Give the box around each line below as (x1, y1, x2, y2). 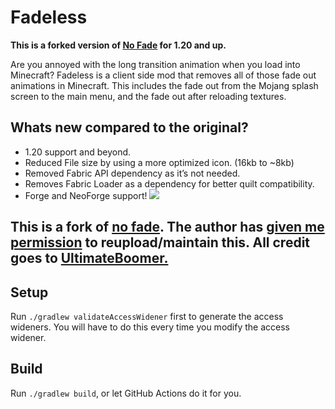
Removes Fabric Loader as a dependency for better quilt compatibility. (24, 177, 315, 190)
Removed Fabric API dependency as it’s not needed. (24, 167, 241, 179)
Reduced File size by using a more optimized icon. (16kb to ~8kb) (24, 156, 295, 168)
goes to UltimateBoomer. (10, 250, 169, 267)
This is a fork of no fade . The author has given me (10, 219, 325, 236)
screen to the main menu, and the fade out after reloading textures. (10, 90, 287, 102)
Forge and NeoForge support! (24, 189, 148, 201)
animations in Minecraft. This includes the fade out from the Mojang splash (10, 79, 319, 91)
